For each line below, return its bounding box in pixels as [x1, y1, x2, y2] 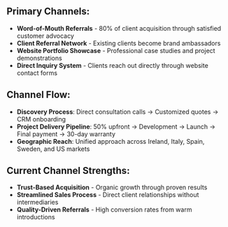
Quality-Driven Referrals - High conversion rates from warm [16, 205, 192, 214]
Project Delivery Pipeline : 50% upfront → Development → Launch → [16, 122, 216, 131]
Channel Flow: [6, 89, 71, 101]
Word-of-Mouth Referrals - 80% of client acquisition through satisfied [16, 24, 222, 32]
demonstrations [16, 54, 62, 62]
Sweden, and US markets [16, 145, 90, 153]
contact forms [16, 68, 57, 77]
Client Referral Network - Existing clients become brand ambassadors [16, 38, 221, 47]
